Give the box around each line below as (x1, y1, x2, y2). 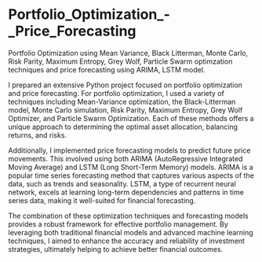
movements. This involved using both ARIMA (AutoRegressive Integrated (8, 153, 243, 163)
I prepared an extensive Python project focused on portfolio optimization (8, 80, 243, 90)
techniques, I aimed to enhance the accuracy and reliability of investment (8, 236, 246, 245)
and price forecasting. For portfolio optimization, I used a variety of (8, 88, 225, 98)
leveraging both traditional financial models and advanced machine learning (8, 227, 253, 237)
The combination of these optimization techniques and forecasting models (8, 211, 249, 220)
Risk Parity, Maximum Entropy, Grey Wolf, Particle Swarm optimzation (8, 57, 233, 66)
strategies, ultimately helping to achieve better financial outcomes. (8, 244, 224, 253)
